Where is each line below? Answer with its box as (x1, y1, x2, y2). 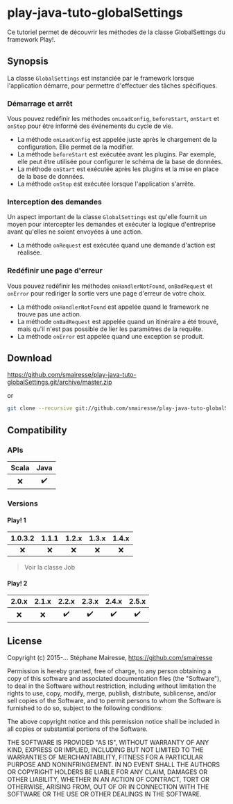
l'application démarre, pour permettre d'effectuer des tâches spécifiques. (7, 81, 218, 90)
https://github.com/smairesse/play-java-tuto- (7, 371, 137, 379)
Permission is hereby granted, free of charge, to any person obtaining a (7, 667, 212, 675)
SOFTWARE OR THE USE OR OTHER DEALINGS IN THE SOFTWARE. (7, 790, 202, 798)
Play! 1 (7, 516, 26, 524)
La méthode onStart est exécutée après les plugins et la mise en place (17, 165, 219, 173)
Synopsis (7, 56, 49, 67)
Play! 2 (7, 579, 28, 587)
